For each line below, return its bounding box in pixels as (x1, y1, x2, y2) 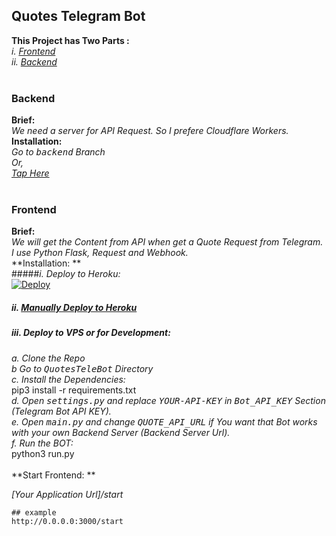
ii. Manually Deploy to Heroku (11, 302, 138, 313)
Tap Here (11, 167, 50, 179)
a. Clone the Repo (11, 352, 86, 364)
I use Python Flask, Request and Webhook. (11, 247, 189, 259)
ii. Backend (11, 55, 58, 68)
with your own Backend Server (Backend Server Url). (11, 426, 231, 438)
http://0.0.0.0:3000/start (11, 516, 124, 526)
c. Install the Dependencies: (11, 373, 126, 385)
